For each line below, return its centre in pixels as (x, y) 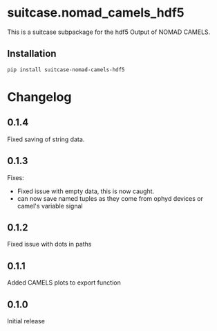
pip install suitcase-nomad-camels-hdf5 (66, 70)
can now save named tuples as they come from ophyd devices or (110, 198)
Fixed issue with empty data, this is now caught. (86, 191)
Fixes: (16, 177)
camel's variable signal (50, 206)
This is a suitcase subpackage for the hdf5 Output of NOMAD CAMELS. (109, 32)
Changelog (39, 97)
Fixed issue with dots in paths (49, 244)
